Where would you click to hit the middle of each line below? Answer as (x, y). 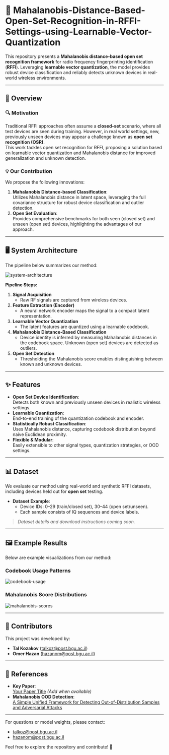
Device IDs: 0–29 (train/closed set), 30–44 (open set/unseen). (84, 507)
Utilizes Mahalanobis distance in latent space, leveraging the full (79, 197)
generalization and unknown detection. (46, 158)
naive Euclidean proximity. (39, 434)
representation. (36, 316)
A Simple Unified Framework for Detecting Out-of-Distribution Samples (86, 702)
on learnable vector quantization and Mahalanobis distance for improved (80, 153)
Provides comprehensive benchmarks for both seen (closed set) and (83, 218)
